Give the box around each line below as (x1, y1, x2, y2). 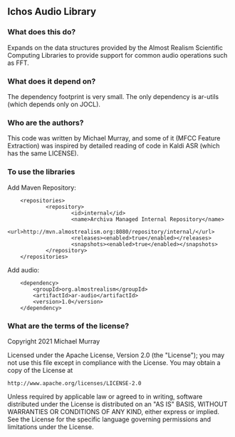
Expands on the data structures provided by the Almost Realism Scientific (7, 43, 223, 52)
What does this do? (7, 27, 76, 37)
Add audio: (7, 265, 40, 274)
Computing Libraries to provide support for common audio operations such (7, 51, 228, 59)
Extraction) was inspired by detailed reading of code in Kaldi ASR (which (7, 142, 220, 150)
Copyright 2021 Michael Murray (7, 336, 100, 345)
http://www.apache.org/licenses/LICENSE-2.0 (7, 379, 142, 387)
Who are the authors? (7, 118, 84, 128)
